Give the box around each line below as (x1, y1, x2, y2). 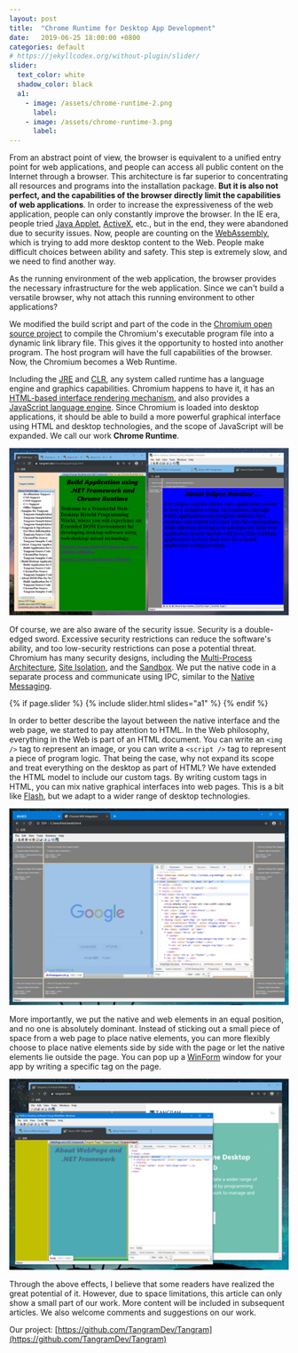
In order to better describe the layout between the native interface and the (9, 715, 280, 726)
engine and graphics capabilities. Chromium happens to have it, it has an (9, 383, 275, 394)
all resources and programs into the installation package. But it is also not (9, 180, 279, 191)
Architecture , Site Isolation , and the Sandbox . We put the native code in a (9, 662, 277, 673)
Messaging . (9, 680, 52, 691)
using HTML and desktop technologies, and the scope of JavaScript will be (9, 421, 284, 432)
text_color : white (17, 71, 86, 80)
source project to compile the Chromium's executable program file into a (9, 329, 275, 339)
